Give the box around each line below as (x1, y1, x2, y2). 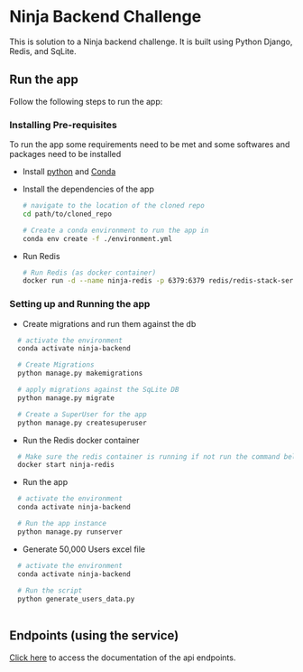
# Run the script (17, 586, 83, 595)
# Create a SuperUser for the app (17, 409, 147, 419)
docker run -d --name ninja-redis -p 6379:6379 (22, 276, 205, 285)
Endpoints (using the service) (9, 628, 179, 643)
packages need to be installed (9, 149, 122, 160)
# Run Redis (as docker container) (22, 268, 157, 277)
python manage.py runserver (17, 527, 124, 537)
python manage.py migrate (17, 393, 115, 403)
